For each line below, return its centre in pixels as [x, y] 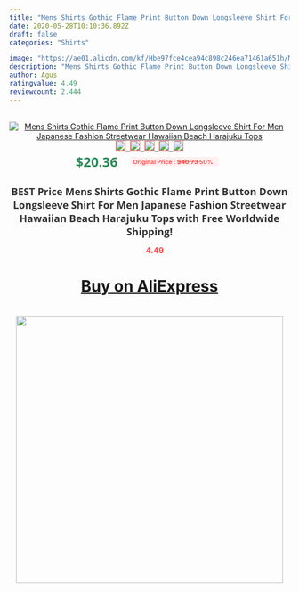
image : [21, 59]
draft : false [33, 34]
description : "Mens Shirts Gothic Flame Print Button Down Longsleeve [143, 67]
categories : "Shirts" [49, 42]
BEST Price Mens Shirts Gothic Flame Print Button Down [149, 191]
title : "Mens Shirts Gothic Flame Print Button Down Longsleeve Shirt [143, 17]
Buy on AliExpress [149, 287]
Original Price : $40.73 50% [173, 161]
